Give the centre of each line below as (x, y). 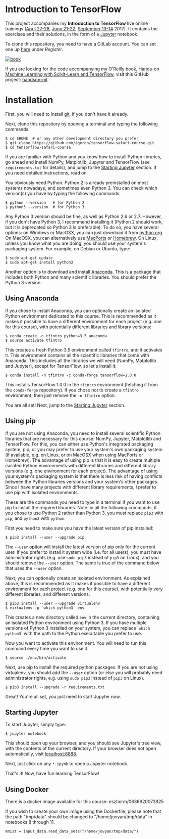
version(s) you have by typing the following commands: (63, 193)
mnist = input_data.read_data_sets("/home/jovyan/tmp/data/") (72, 831)
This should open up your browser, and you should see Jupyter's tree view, (83, 743)
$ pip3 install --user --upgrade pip (45, 537)
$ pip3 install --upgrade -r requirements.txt (55, 687)
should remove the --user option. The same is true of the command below (82, 563)
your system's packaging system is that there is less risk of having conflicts (84, 476)
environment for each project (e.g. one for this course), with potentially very (84, 589)
